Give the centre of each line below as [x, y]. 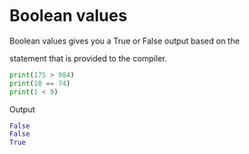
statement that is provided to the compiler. [88, 58]
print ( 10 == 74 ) [40, 83]
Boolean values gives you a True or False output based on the [124, 41]
